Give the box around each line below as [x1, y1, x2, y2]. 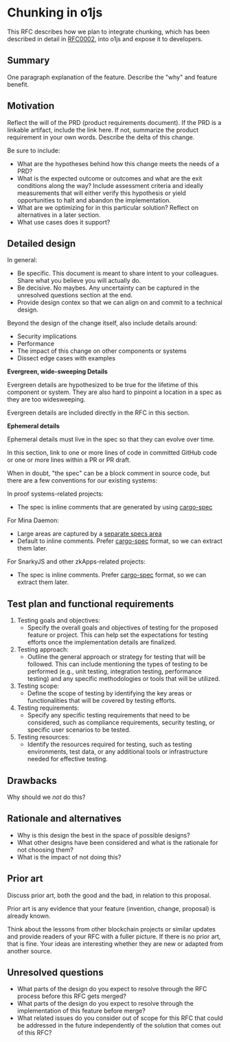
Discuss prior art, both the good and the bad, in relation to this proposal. [7, 891, 211, 899]
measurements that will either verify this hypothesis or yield [16, 189, 187, 197]
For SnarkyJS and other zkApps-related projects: [7, 557, 146, 566]
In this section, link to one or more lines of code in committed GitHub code [7, 448, 218, 457]
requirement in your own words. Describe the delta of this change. [7, 132, 195, 141]
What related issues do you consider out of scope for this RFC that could [16, 1014, 223, 1022]
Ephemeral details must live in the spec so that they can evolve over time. [7, 435, 215, 443]
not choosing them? [16, 846, 74, 854]
